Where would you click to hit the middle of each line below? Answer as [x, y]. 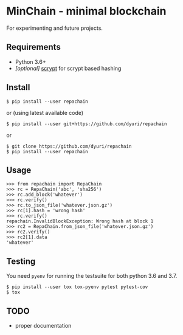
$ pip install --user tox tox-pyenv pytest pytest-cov [77, 287]
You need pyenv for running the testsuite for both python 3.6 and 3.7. [92, 276]
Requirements [33, 47]
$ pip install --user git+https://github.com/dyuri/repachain [87, 124]
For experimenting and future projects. [55, 28]
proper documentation [43, 326]
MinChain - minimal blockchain [86, 11]
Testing [21, 261]
